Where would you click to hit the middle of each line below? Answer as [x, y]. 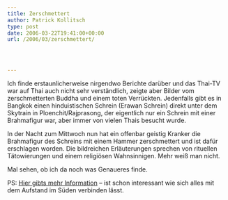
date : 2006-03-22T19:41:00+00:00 [56, 33]
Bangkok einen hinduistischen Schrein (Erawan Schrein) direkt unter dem [112, 106]
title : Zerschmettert [39, 14]
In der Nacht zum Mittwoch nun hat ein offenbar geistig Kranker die [104, 134]
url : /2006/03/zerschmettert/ [51, 40]
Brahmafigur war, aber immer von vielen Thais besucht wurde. [97, 120]
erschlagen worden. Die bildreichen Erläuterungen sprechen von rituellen [112, 149]
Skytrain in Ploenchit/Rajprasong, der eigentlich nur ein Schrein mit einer [112, 113]
